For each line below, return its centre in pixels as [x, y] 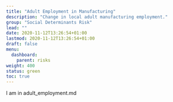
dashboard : [24, 55]
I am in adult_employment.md [41, 93]
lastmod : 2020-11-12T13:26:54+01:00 [50, 38]
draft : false [22, 44]
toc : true [18, 76]
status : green [23, 71]
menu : [13, 50]
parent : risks [33, 60]
